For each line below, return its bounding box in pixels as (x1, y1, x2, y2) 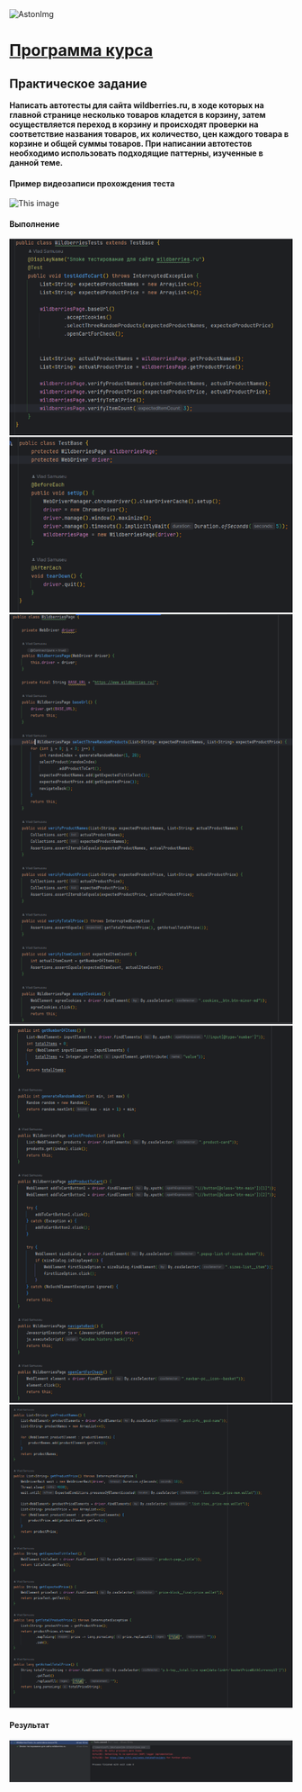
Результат (9, 1720, 49, 1731)
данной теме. (9, 158, 63, 167)
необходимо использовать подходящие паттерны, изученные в (9, 148, 263, 158)
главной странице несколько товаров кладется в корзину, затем (9, 110, 267, 120)
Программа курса (9, 41, 154, 61)
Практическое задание (9, 76, 147, 91)
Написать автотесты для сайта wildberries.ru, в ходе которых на (9, 100, 265, 111)
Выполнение (9, 218, 60, 229)
